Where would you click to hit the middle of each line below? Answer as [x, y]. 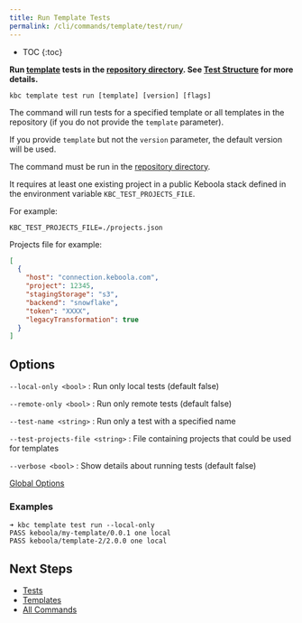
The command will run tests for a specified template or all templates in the [147, 112]
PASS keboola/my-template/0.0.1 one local [90, 534]
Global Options [37, 483]
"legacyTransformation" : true [82, 320]
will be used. [33, 149]
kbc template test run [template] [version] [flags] [110, 96]
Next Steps [41, 568]
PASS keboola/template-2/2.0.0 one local [88, 541]
